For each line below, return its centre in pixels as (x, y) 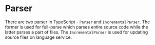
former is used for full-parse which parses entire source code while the (77, 27)
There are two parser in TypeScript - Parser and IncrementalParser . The (77, 22)
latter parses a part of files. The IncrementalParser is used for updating (77, 32)
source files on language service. (39, 37)
